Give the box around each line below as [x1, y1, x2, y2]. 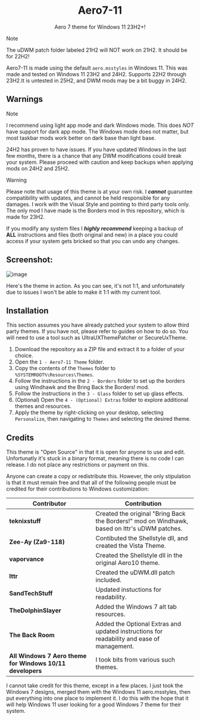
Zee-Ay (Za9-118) [9, 538, 65, 546]
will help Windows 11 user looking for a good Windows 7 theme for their [6, 701, 182, 708]
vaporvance [9, 555, 45, 563]
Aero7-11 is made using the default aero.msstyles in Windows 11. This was [6, 64, 187, 72]
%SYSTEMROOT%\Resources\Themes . [14, 371, 94, 378]
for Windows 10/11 [9, 659, 66, 668]
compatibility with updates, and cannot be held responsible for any [6, 194, 170, 201]
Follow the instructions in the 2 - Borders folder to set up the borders [14, 377, 186, 384]
